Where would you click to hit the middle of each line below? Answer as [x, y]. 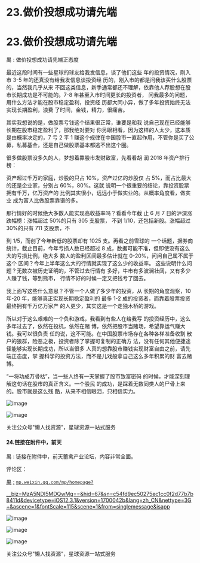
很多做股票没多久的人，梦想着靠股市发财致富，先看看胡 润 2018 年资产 [93, 158]
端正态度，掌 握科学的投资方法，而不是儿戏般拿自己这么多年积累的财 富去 [96, 356]
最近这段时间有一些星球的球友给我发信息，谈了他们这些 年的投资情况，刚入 [99, 72]
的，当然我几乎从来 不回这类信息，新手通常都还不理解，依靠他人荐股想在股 [99, 87]
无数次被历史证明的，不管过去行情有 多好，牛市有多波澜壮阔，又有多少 [104, 271]
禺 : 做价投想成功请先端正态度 [42, 60]
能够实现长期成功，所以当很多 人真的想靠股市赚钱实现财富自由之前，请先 [101, 349]
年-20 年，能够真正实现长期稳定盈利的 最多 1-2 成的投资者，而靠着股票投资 [99, 299]
